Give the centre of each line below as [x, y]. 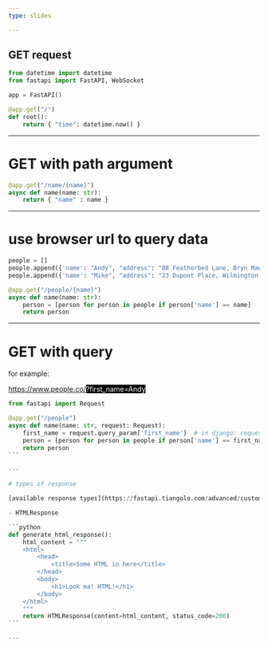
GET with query [61, 351]
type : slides [30, 16]
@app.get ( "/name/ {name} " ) [51, 185]
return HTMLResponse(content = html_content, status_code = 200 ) [126, 616]
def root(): [28, 116]
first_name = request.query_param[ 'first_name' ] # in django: [130, 433]
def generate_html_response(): [60, 535]
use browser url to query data [108, 239]
